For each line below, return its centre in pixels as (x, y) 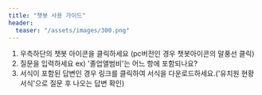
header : (21, 23)
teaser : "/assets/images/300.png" (72, 30)
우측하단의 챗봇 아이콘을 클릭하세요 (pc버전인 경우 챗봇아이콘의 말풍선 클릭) (137, 54)
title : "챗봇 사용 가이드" (47, 15)
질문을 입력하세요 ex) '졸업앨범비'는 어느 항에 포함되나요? (108, 63)
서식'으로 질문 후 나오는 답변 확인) (72, 83)
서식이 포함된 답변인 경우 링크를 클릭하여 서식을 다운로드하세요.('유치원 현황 (137, 74)
